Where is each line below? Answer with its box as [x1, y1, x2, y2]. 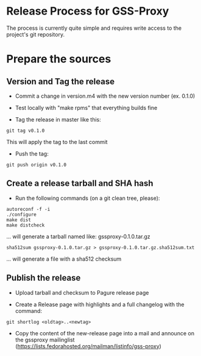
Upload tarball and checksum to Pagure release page [15, 289, 149, 296]
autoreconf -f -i [6, 206, 51, 212]
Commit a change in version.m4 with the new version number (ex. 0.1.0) [15, 92, 196, 100]
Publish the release [6, 273, 81, 283]
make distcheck [6, 222, 45, 228]
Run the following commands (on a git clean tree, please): [15, 194, 160, 202]
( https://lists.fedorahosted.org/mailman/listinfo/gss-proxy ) [15, 342, 161, 350]
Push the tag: [15, 150, 49, 157]
